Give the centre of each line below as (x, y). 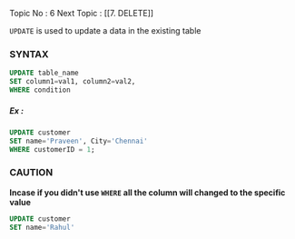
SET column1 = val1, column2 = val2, (73, 82)
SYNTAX (29, 54)
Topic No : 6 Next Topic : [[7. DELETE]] (82, 13)
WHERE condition (40, 90)
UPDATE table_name (44, 73)
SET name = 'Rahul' (42, 227)
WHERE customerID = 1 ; (52, 149)
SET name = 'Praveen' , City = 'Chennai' (79, 141)
